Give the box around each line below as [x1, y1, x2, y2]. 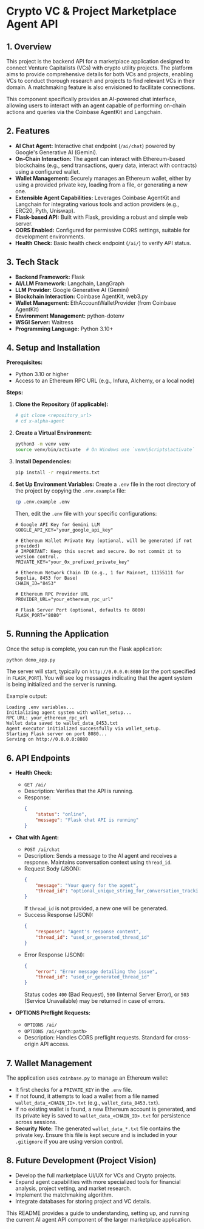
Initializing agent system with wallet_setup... [6, 710, 132, 716]
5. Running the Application [6, 629, 109, 639]
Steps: [6, 389, 23, 396]
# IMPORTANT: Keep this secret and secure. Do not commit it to [15, 548, 182, 554]
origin [24, 1041, 39, 1048]
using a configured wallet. [15, 168, 81, 175]
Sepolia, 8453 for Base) [15, 575, 78, 581]
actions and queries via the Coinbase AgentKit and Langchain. [6, 109, 163, 115]
